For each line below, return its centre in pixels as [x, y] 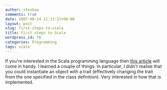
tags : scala [17, 47]
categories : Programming [31, 42]
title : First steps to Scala [35, 33]
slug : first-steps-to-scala [34, 28]
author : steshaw [22, 10]
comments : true [21, 14]
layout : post [19, 24]
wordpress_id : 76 [23, 38]
